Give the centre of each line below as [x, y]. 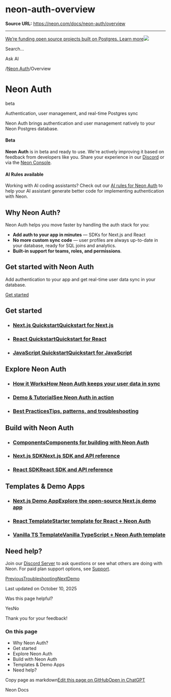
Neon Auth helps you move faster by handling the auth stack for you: [77, 225]
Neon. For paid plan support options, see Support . [58, 569]
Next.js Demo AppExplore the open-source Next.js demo [84, 501]
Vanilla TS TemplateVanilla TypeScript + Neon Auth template [89, 535]
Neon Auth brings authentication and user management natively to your [80, 123]
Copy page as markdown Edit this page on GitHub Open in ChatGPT [75, 680]
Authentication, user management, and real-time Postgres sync [72, 113]
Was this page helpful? [29, 598]
